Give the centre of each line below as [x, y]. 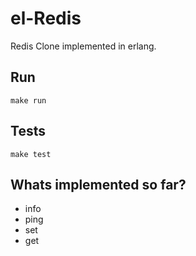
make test [31, 154]
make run [28, 100]
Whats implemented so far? [98, 184]
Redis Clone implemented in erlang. [83, 46]
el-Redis [46, 18]
